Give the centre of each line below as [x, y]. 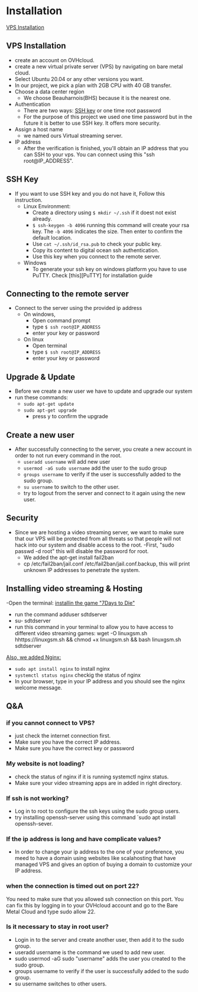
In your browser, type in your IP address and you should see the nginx [100, 681]
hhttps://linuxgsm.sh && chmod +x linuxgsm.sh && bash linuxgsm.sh [98, 639]
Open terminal [50, 346]
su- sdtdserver [33, 621]
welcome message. [38, 687]
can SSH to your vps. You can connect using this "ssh [89, 154]
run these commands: [41, 398]
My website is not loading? [46, 764]
